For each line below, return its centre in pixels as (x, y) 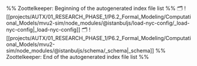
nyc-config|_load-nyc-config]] (43, 29)
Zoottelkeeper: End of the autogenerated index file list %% (77, 57)
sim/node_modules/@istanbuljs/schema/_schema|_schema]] (80, 51)
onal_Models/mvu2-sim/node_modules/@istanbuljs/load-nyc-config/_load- (98, 23)
